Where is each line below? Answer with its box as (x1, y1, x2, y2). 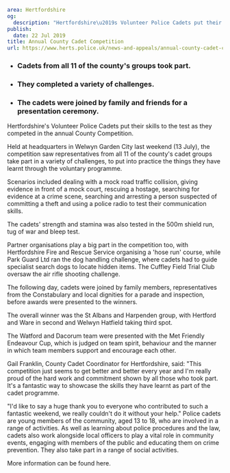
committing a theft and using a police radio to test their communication (7, 200, 207, 208)
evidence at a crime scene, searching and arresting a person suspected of (7, 192, 218, 200)
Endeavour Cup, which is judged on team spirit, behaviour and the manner (7, 339, 217, 347)
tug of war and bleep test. (7, 227, 80, 236)
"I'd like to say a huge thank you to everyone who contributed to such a (7, 402, 209, 411)
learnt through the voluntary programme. (7, 165, 123, 173)
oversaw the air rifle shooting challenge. (7, 270, 121, 278)
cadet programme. (7, 389, 60, 397)
